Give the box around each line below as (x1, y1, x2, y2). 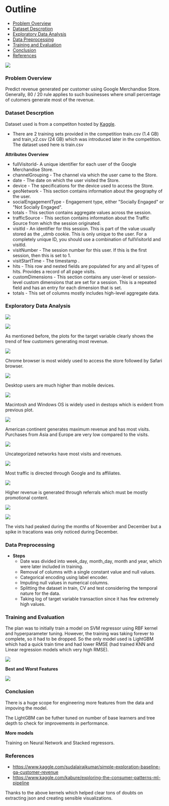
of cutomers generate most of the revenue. (5, 97, 95, 103)
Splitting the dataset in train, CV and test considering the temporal (20, 585, 158, 591)
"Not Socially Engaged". (12, 204, 63, 210)
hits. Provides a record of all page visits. (12, 268, 96, 274)
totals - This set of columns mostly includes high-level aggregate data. (12, 290, 160, 296)
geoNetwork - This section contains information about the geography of (12, 188, 163, 194)
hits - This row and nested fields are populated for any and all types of (12, 263, 159, 269)
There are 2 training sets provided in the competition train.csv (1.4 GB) (12, 130, 159, 137)
